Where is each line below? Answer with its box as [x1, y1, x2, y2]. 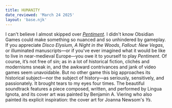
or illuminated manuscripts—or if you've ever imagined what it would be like [5, 47, 166, 54]
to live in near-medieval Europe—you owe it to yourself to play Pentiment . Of [5, 53, 167, 59]
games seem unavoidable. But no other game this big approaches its [5, 69, 150, 76]
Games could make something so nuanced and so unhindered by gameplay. [5, 37, 166, 43]
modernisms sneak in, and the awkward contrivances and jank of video [5, 64, 157, 70]
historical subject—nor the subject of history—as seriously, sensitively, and [5, 75, 164, 81]
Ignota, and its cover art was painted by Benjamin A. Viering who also [5, 91, 152, 98]
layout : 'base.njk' [5, 17, 47, 22]
